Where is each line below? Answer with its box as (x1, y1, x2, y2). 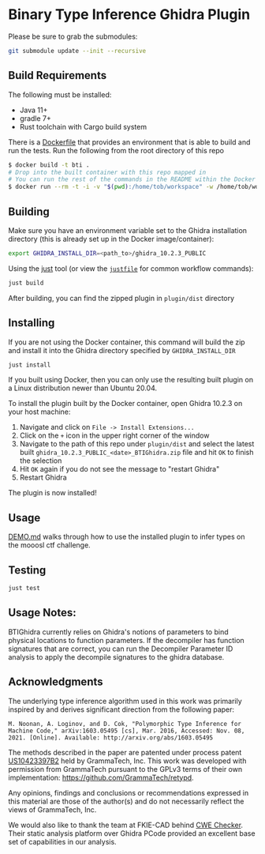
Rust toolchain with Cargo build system (19, 122, 147, 131)
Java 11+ (19, 105, 48, 115)
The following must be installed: (8, 89, 112, 100)
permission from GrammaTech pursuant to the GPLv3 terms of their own (8, 764, 243, 773)
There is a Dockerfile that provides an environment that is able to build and (8, 137, 251, 147)
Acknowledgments (8, 675, 104, 689)
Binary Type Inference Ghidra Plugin (8, 6, 251, 24)
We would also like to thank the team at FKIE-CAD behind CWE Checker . (8, 820, 243, 830)
